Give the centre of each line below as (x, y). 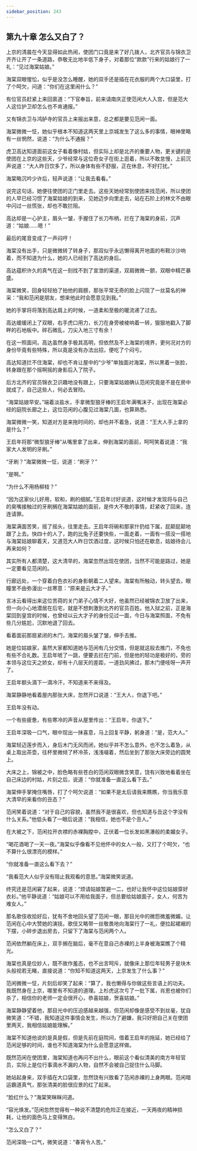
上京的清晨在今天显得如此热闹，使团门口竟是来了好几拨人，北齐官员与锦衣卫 (98, 52)
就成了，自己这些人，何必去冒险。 (47, 390)
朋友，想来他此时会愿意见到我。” (83, 298)
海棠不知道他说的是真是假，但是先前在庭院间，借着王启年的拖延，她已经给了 (98, 1038)
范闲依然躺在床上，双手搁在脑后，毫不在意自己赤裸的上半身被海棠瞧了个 (93, 944)
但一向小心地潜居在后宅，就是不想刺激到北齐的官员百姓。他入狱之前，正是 (96, 608)
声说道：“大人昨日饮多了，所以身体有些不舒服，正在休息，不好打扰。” (89, 166)
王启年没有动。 (24, 707)
